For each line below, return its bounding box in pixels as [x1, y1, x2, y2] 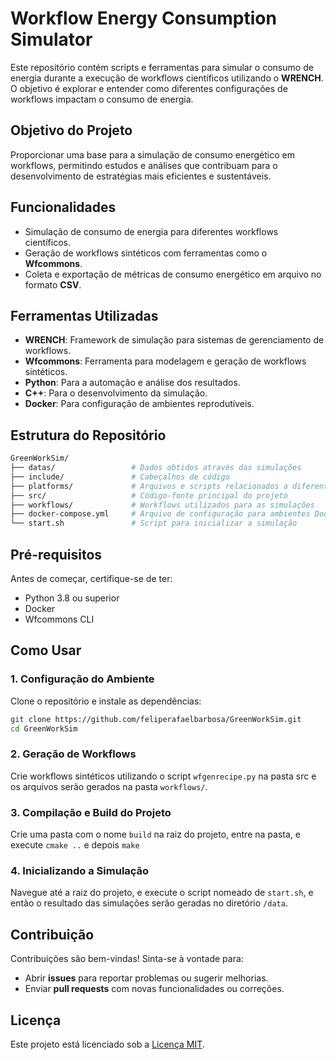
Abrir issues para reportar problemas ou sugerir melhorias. [24, 972, 269, 984]
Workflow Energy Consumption [10, 7, 277, 30]
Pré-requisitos [10, 546, 103, 563]
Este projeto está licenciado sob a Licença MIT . [10, 1038, 205, 1050]
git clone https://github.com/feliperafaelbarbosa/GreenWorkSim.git [10, 714, 302, 724]
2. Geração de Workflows [10, 747, 137, 761]
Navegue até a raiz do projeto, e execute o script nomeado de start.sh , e [10, 887, 314, 899]
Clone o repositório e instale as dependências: [10, 695, 202, 707]
